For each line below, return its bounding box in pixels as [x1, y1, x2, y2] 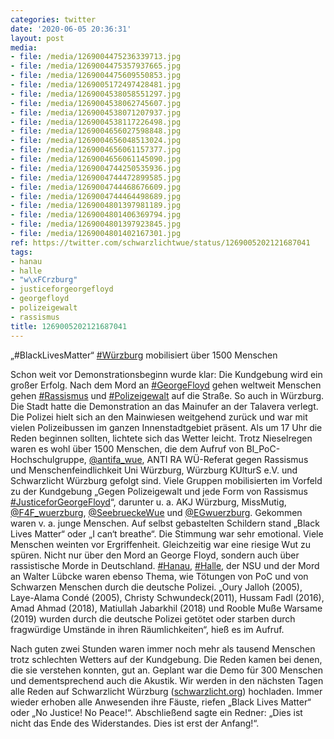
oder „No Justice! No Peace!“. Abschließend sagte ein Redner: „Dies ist [10, 706, 303, 718]
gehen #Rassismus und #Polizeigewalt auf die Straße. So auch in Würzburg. [10, 389, 325, 401]
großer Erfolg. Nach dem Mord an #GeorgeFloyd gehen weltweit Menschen [10, 379, 322, 391]
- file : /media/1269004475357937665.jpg [10, 61, 182, 71]
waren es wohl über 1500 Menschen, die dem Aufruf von [10, 442, 245, 455]
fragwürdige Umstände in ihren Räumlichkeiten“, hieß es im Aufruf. [10, 623, 285, 635]
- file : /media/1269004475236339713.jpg [10, 52, 182, 62]
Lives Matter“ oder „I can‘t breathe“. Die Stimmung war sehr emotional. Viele [10, 527, 324, 540]
